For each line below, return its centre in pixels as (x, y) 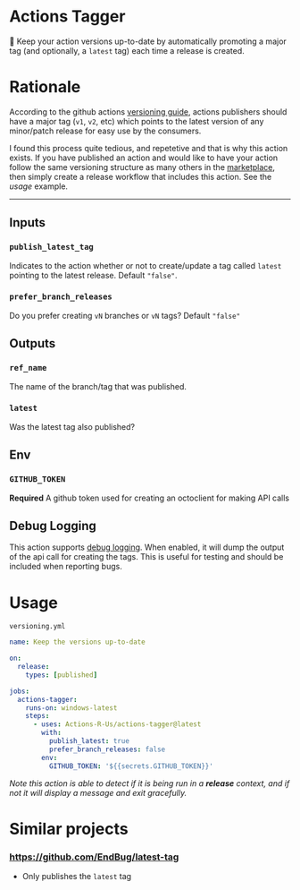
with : (52, 733)
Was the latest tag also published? (72, 426)
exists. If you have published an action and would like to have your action (144, 158)
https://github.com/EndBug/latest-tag (94, 857)
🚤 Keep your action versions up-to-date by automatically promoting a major (148, 41)
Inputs (28, 222)
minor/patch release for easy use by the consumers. (105, 131)
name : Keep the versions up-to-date (77, 642)
